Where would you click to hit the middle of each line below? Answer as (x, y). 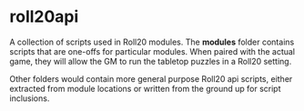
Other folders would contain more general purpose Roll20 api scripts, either (151, 78)
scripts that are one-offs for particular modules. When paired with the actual (152, 51)
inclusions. (30, 98)
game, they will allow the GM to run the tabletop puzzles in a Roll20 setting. (151, 61)
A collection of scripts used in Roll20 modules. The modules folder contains (152, 42)
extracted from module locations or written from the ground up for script (145, 88)
